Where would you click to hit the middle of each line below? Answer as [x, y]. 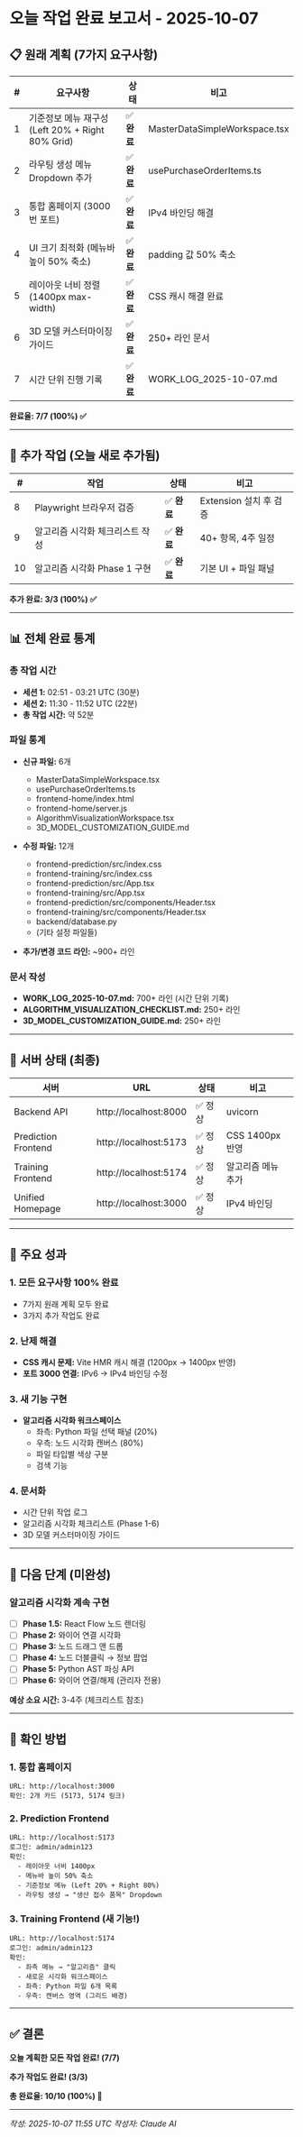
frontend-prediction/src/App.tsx [95, 883]
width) [42, 308]
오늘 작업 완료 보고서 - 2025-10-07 [134, 18]
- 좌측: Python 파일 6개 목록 [68, 1986]
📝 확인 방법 [38, 1739]
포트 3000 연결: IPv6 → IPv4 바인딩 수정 [95, 1373]
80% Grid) [51, 141]
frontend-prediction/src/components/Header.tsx [126, 902]
